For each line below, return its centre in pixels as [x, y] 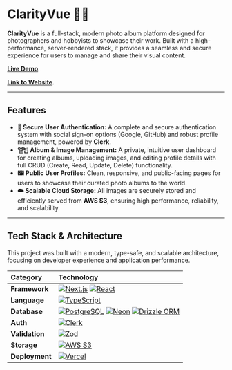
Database [27, 311]
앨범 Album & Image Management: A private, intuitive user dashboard [117, 150]
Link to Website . [31, 82]
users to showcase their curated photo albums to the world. [102, 183]
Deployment [31, 356]
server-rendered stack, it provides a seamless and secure [129, 48]
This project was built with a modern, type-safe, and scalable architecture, [113, 252]
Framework [30, 288]
